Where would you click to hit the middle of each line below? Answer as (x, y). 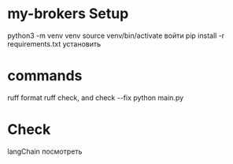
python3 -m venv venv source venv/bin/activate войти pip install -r (116, 35)
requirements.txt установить (54, 43)
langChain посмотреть (45, 151)
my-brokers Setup (68, 14)
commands (45, 76)
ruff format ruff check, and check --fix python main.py (96, 97)
